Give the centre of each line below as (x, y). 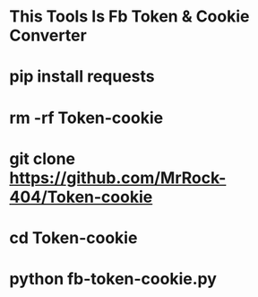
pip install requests (82, 77)
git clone (43, 158)
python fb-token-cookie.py (113, 279)
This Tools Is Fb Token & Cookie (129, 17)
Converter (48, 35)
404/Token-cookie (81, 197)
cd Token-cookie (73, 237)
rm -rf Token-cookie (86, 118)
